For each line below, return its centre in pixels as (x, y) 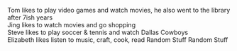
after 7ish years (30, 17)
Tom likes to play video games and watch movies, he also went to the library (119, 10)
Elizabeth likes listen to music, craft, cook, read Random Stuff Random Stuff (118, 40)
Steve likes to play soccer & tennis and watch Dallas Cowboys (98, 32)
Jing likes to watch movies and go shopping (72, 25)
